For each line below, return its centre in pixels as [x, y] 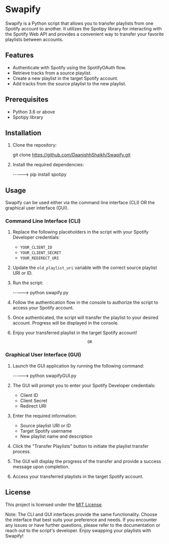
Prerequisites [27, 100]
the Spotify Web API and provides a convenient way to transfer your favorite [85, 34]
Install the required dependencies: [48, 165]
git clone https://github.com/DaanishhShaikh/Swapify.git [71, 155]
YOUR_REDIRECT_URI [39, 258]
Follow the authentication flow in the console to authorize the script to [85, 302]
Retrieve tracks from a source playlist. [52, 73]
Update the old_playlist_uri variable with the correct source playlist [85, 268]
